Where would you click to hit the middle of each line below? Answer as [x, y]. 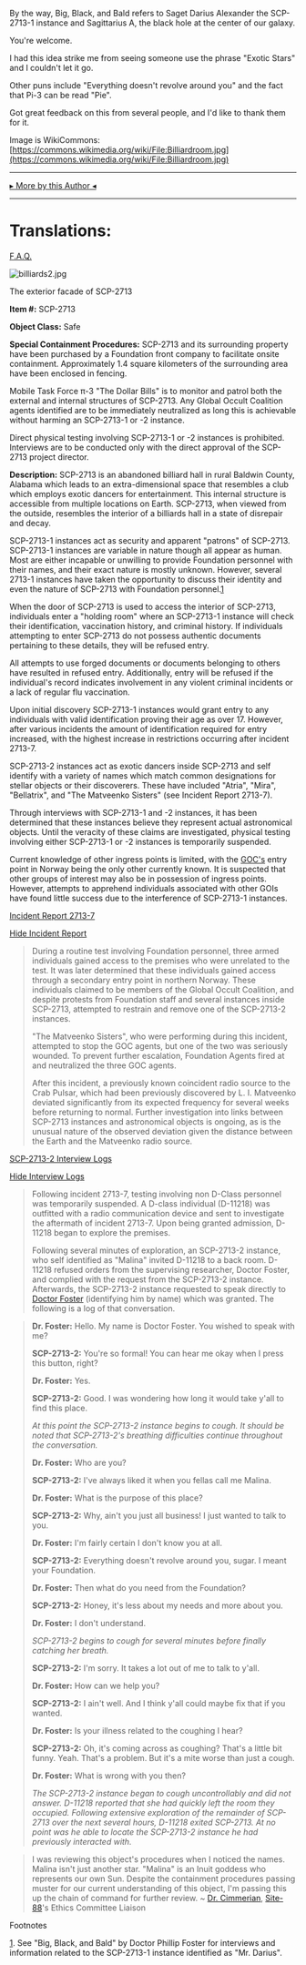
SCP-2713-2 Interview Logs [61, 1158]
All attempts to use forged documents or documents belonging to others [145, 663]
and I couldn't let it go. [51, 68]
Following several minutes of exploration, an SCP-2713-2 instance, [156, 1250]
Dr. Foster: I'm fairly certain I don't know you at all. [127, 1542]
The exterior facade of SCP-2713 [71, 291]
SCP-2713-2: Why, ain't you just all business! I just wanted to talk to [159, 1515]
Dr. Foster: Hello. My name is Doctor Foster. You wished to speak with [163, 1326]
